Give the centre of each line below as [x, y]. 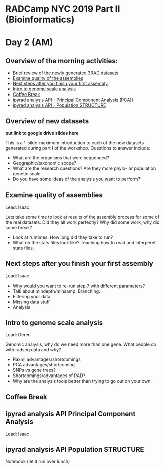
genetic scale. [27, 174]
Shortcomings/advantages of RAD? [49, 376]
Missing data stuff [31, 302]
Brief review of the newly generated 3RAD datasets [65, 73]
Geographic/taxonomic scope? [44, 163]
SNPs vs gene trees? [34, 370]
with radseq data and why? [33, 350]
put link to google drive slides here [42, 133]
